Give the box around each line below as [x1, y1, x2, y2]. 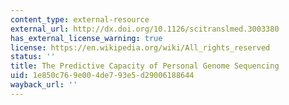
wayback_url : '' [10, 80, 78, 90]
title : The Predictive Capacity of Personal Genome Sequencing [10, 61, 280, 71]
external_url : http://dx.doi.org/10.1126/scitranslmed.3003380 [10, 24, 280, 34]
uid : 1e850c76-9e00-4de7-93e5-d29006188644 [10, 71, 195, 81]
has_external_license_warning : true [10, 33, 163, 43]
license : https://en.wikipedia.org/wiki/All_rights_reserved [10, 42, 271, 53]
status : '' [10, 52, 56, 62]
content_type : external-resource [10, 14, 150, 25]
